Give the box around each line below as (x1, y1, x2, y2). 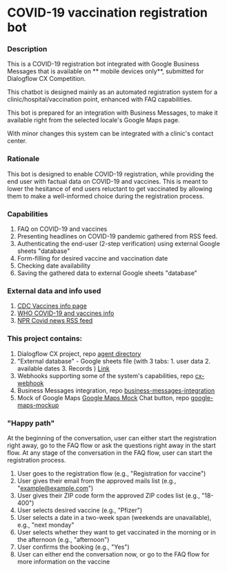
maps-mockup (17, 401, 59, 409)
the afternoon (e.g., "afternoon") (17, 535, 110, 543)
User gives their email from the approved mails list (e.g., (17, 476, 177, 485)
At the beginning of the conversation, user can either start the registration (7, 433, 217, 442)
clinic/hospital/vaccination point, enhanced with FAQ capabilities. (7, 95, 193, 104)
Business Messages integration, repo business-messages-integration (17, 386, 215, 395)
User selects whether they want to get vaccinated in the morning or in (17, 527, 216, 536)
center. (7, 137, 28, 145)
